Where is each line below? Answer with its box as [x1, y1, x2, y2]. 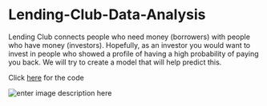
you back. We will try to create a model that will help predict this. [8, 57, 222, 67]
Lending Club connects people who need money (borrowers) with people [8, 32, 251, 41]
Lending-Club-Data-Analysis [8, 6, 206, 24]
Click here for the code [8, 73, 84, 82]
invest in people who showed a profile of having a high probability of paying [8, 49, 259, 58]
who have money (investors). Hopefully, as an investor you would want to [8, 40, 251, 49]
